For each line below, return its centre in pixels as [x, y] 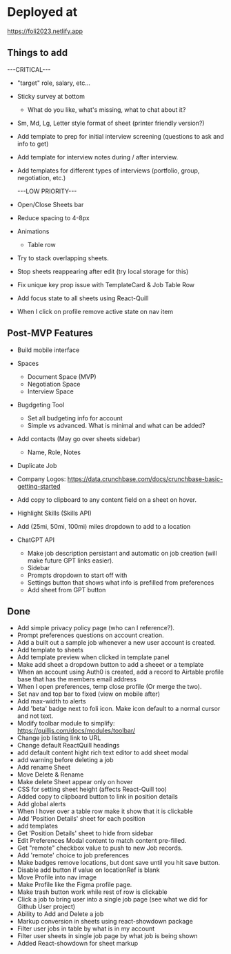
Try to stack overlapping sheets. [63, 258]
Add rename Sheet [44, 768]
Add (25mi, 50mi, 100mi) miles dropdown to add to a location [104, 526]
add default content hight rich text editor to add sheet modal [103, 752]
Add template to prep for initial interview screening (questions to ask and [120, 136]
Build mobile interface [48, 350]
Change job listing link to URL [59, 738]
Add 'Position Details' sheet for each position [81, 819]
